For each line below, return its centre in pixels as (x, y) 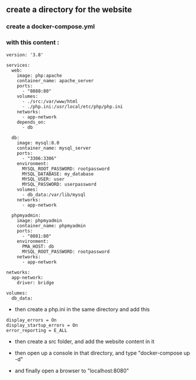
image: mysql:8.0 (38, 143)
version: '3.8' (25, 55)
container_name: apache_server (55, 80)
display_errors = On (32, 320)
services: (18, 65)
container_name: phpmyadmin (51, 226)
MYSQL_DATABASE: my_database (58, 174)
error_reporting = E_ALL (37, 330)
